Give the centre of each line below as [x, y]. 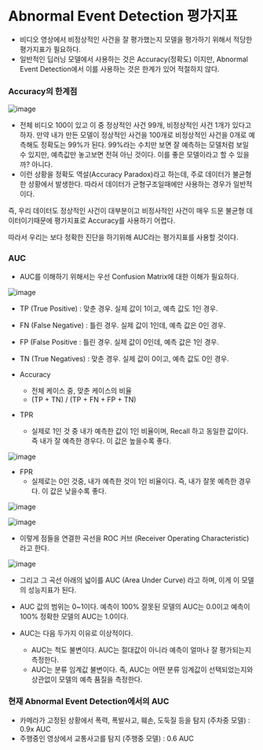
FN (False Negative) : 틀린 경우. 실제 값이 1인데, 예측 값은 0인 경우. [122, 325]
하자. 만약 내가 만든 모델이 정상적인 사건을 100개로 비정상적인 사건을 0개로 [133, 135]
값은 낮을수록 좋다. [79, 491]
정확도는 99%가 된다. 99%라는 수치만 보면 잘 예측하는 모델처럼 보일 [145, 145]
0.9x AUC [35, 729]
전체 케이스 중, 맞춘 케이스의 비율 [81, 390]
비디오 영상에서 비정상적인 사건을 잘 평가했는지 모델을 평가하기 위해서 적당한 [136, 39]
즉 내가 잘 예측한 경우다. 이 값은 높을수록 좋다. [101, 441]
